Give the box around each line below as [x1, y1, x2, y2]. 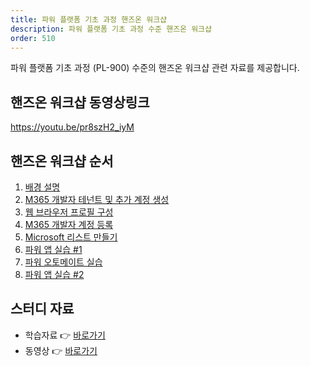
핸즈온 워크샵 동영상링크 [10, 94, 150, 111]
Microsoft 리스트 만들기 [24, 231, 118, 243]
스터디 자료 [10, 301, 75, 318]
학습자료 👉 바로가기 [24, 329, 106, 341]
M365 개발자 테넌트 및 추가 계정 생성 [24, 194, 170, 205]
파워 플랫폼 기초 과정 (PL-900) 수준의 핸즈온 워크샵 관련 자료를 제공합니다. [10, 62, 300, 74]
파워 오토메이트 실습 [24, 256, 103, 268]
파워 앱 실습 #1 [24, 244, 83, 255]
